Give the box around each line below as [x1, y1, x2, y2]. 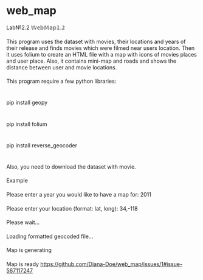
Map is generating [6, 247, 52, 254]
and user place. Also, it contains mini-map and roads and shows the [6, 57, 177, 65]
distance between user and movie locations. [6, 63, 117, 71]
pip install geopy [6, 99, 48, 107]
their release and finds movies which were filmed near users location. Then [6, 44, 195, 52]
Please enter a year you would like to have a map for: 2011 [6, 191, 152, 198]
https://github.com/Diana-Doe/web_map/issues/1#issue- [40, 261, 183, 268]
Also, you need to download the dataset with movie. [6, 163, 137, 170]
